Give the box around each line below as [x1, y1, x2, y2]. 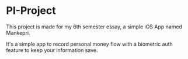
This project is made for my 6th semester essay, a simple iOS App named [6, 23, 183, 30]
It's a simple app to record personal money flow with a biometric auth [6, 40, 173, 47]
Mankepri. [6, 29, 30, 36]
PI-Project [6, 4, 57, 17]
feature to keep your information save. [6, 46, 98, 53]
